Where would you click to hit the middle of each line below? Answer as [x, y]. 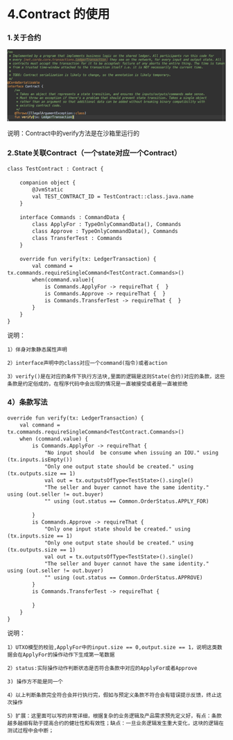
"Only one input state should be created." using [117, 529]
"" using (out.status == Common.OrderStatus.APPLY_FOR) [127, 501]
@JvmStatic [48, 189]
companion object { [48, 182]
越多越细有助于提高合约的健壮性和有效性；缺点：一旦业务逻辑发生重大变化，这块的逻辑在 [115, 723]
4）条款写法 [27, 402]
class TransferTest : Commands [77, 238]
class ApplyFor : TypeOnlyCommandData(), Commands [107, 224]
